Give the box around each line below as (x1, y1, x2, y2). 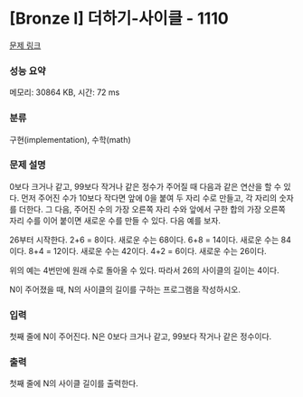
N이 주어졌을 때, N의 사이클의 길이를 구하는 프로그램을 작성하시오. (9, 284, 241, 295)
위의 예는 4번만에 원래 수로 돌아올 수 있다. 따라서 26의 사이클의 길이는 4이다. (9, 264, 280, 276)
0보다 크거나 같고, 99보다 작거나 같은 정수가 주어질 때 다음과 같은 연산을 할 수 (9, 181, 282, 192)
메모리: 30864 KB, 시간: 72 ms (9, 87, 120, 98)
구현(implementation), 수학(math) (9, 134, 131, 145)
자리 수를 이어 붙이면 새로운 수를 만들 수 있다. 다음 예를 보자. (9, 214, 222, 226)
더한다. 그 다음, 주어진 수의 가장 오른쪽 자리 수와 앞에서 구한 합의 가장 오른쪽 (18, 203, 287, 214)
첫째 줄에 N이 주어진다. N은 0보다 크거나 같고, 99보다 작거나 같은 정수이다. (9, 331, 272, 342)
